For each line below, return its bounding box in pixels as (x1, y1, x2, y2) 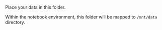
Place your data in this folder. (5, 4, 66, 10)
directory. (5, 19, 25, 25)
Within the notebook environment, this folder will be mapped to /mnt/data (5, 14, 157, 19)
